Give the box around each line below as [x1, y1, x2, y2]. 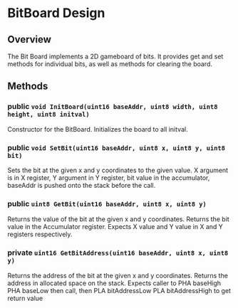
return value [7, 294, 43, 302]
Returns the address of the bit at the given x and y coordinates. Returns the [7, 271, 228, 280]
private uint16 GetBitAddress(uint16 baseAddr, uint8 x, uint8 [7, 248, 229, 257]
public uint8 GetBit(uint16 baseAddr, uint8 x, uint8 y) [7, 198, 207, 208]
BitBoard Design [7, 5, 105, 21]
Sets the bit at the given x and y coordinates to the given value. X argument [7, 166, 229, 174]
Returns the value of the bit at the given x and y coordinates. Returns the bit [7, 215, 229, 223]
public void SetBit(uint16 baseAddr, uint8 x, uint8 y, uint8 [7, 142, 226, 152]
